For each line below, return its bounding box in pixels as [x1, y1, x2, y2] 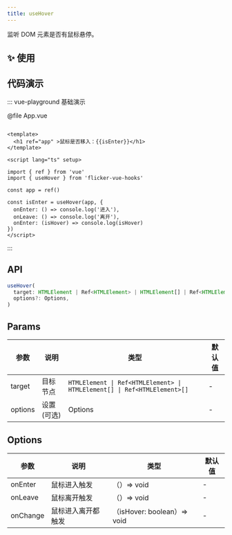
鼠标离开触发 [50, 493, 93, 502]
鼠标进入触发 [50, 480, 93, 489]
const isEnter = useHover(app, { [7, 199, 104, 206]
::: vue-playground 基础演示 [7, 98, 86, 106]
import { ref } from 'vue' [7, 168, 85, 175]
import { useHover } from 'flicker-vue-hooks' [7, 174, 144, 181]
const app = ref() [7, 186, 60, 194]
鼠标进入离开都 [50, 506, 100, 516]
